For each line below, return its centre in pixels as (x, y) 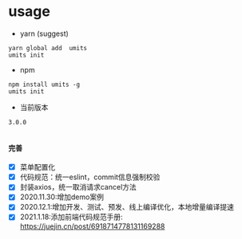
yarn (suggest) (44, 33)
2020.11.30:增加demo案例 (61, 197)
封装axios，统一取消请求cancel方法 (78, 187)
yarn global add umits (48, 48)
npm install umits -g (44, 84)
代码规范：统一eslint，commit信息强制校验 (90, 177)
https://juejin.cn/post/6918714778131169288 (92, 226)
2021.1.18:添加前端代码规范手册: (71, 217)
